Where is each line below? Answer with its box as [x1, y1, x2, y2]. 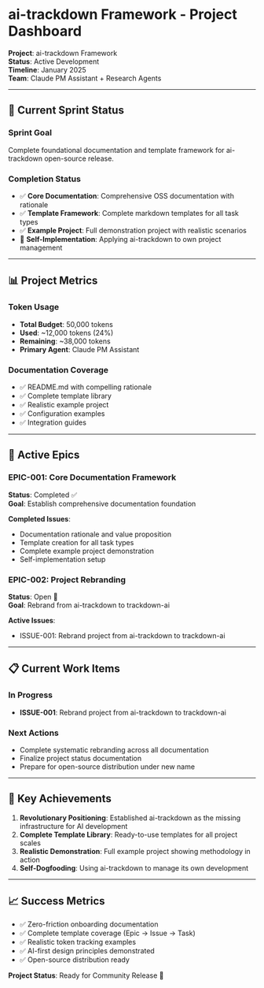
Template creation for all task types [19, 537, 134, 547]
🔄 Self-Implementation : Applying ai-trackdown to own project [19, 234, 222, 243]
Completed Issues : [8, 514, 71, 523]
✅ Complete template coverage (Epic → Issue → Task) [19, 928, 196, 938]
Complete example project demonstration [19, 546, 155, 555]
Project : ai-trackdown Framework [8, 48, 118, 58]
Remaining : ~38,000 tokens [19, 336, 112, 346]
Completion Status [8, 173, 81, 184]
